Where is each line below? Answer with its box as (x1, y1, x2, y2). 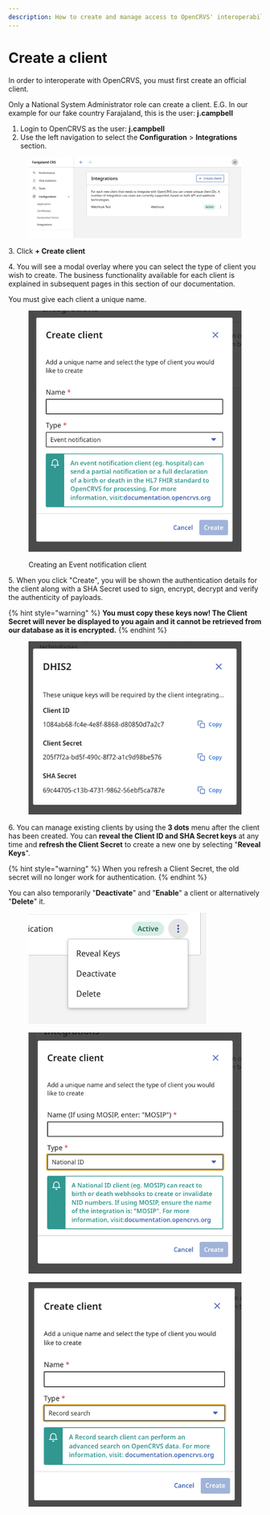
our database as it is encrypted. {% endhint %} (8, 625, 167, 635)
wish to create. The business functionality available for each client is (8, 270, 235, 279)
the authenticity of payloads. (8, 593, 104, 602)
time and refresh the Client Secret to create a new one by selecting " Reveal (8, 840, 261, 850)
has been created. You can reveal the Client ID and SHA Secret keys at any (8, 831, 260, 841)
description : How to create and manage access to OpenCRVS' (8, 13, 215, 21)
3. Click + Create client (8, 246, 86, 255)
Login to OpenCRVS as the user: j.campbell (19, 123, 165, 133)
